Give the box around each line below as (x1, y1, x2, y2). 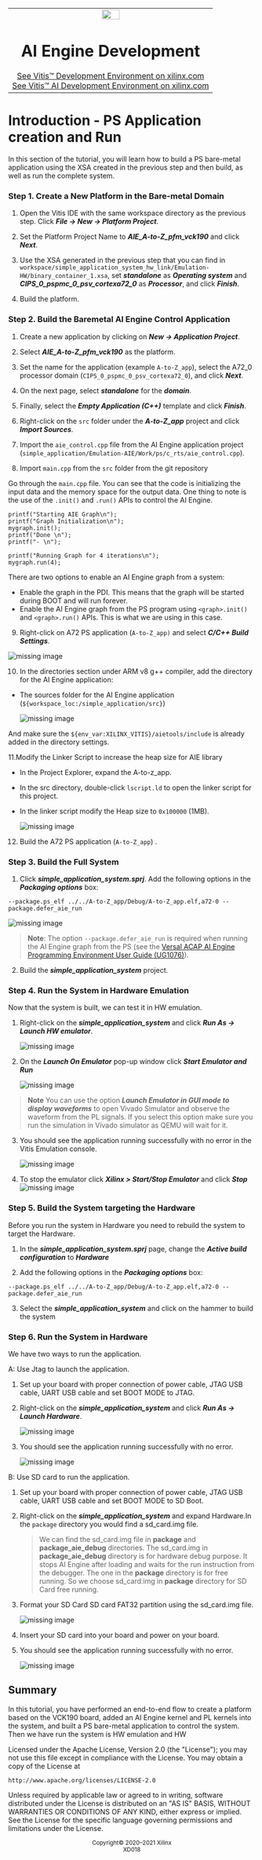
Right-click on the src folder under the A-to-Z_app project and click (19, 416, 240, 426)
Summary (8, 1683, 57, 1697)
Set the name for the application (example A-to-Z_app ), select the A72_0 (19, 362, 253, 371)
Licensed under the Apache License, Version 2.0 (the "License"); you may (8, 1745, 248, 1754)
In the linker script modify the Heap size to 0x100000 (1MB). (19, 806, 209, 816)
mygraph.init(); (8, 524, 61, 532)
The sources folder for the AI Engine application (19, 690, 175, 700)
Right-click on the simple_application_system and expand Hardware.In (19, 1511, 252, 1520)
